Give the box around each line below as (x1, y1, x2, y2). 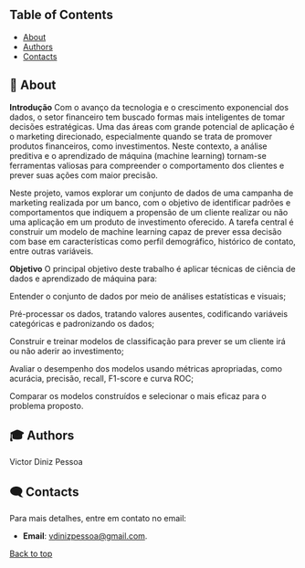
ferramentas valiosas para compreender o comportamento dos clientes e (9, 160, 285, 171)
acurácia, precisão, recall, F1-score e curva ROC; (9, 373, 195, 384)
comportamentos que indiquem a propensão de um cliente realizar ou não (9, 206, 289, 217)
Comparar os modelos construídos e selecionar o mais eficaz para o (9, 390, 267, 401)
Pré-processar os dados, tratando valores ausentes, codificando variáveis (9, 308, 289, 319)
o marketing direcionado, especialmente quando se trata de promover (9, 131, 273, 142)
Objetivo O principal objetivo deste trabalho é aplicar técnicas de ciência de (9, 263, 296, 274)
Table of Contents (9, 7, 114, 23)
